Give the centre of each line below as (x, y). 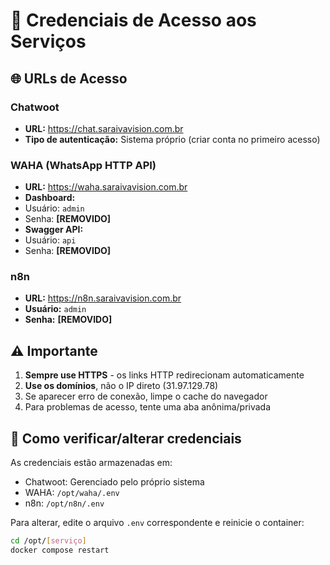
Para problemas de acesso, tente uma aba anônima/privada (148, 407)
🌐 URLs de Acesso (69, 78)
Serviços (48, 41)
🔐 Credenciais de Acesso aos (133, 20)
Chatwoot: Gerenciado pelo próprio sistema (114, 482)
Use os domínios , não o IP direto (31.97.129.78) (121, 386)
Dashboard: (50, 198)
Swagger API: (54, 230)
